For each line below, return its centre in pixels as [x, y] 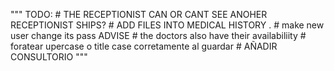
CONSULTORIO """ [49, 57]
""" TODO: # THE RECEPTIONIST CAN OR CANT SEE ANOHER [139, 14]
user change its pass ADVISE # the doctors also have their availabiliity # [158, 35]
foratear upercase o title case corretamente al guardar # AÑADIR [144, 46]
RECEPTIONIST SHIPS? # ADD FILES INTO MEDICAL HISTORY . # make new [167, 25]
